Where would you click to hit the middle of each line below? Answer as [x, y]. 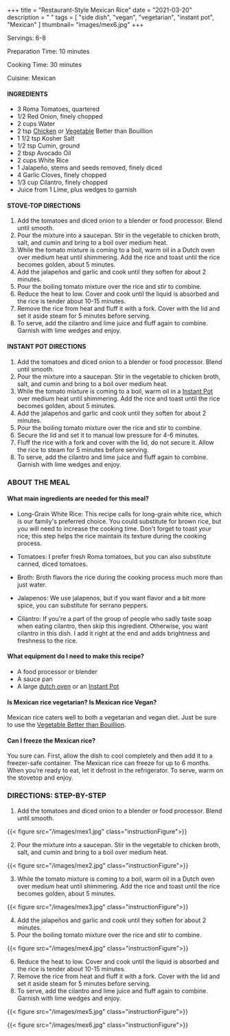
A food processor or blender [57, 671]
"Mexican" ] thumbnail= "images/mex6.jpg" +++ [76, 24]
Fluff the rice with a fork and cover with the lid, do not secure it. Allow [115, 442]
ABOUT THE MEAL [39, 482]
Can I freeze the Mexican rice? [51, 740]
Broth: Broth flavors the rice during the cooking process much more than [120, 577]
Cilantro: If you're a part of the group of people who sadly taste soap [114, 618]
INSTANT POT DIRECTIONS [47, 346]
